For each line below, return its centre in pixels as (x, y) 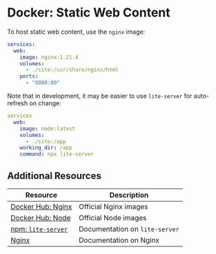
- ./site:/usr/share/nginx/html (72, 70)
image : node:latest (48, 129)
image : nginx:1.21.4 (49, 57)
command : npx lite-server (57, 154)
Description (129, 195)
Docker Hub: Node (41, 218)
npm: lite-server (39, 229)
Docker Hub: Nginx (41, 207)
